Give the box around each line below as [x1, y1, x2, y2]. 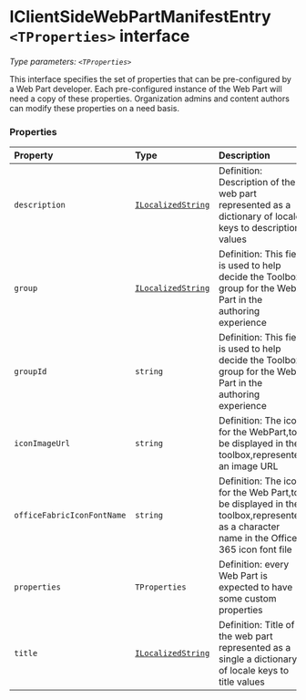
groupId [14, 367, 47, 377]
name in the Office [218, 532, 298, 545]
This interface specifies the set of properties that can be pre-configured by [9, 73, 291, 84]
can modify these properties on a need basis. [9, 102, 180, 113]
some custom [218, 592, 277, 605]
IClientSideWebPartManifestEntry [9, 6, 271, 27]
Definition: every [218, 559, 290, 571]
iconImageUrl [14, 438, 71, 449]
